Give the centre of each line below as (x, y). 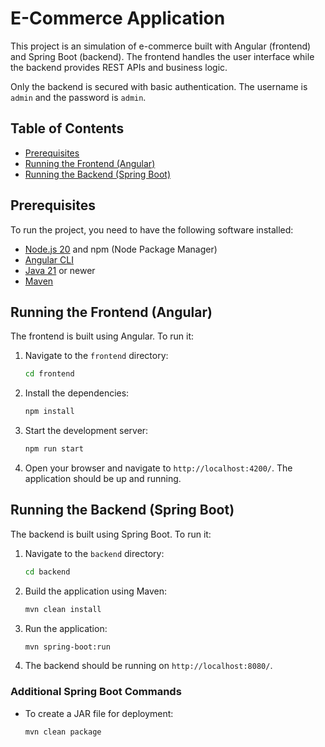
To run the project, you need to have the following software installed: (152, 229)
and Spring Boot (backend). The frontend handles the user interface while (162, 56)
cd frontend (49, 374)
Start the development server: (86, 431)
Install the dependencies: (77, 393)
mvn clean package (63, 732)
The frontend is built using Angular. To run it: (102, 336)
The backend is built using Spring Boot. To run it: (111, 534)
